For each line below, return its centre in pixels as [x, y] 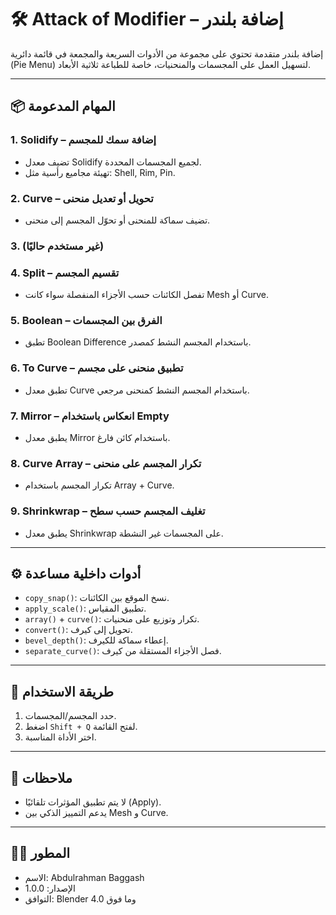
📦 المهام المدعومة [63, 106]
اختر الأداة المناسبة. [60, 737]
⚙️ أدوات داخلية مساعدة [76, 574]
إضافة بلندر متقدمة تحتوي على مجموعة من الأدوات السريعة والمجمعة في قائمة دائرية [167, 53]
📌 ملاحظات [41, 777]
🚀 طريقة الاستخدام [62, 691]
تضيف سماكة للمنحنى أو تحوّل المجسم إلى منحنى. [117, 220]
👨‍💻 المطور [40, 853]
